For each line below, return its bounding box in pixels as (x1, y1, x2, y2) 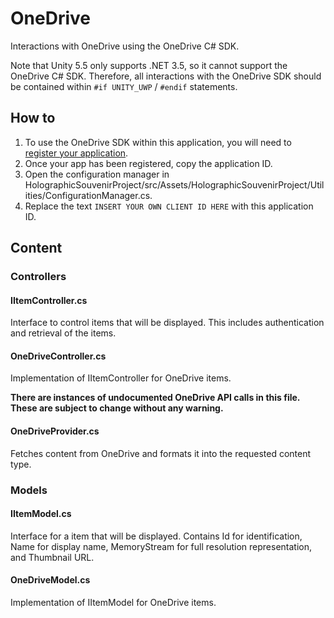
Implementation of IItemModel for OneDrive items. (10, 597, 217, 608)
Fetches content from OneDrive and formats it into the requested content (10, 447, 312, 459)
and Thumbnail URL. (10, 551, 95, 563)
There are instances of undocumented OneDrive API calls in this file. (10, 392, 301, 404)
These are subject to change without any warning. (10, 402, 224, 414)
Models (10, 483, 48, 497)
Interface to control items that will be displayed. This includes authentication (10, 317, 325, 329)
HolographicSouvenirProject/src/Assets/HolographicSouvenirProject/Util (24, 178, 325, 191)
